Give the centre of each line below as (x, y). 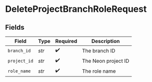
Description (106, 41)
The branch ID (99, 50)
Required (66, 41)
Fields (15, 27)
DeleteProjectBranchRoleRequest (76, 9)
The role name (99, 71)
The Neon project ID (106, 61)
